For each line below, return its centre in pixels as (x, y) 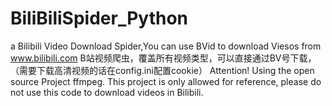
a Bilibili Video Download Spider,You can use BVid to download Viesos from (166, 46)
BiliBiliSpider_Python (99, 18)
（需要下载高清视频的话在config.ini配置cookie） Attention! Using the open (162, 70)
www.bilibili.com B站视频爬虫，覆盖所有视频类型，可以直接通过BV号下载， (163, 58)
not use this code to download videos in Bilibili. (107, 92)
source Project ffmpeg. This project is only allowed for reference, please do (166, 81)
